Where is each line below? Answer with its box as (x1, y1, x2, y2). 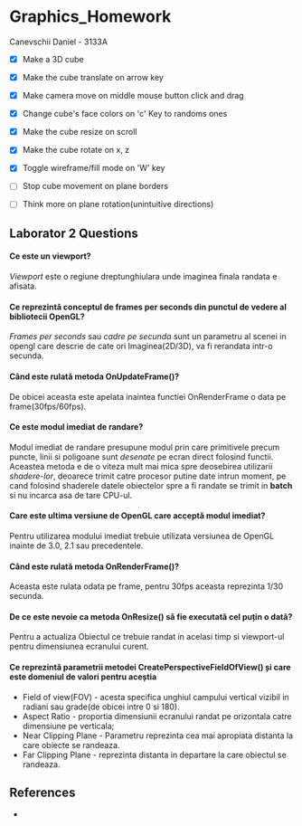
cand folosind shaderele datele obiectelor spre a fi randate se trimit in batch (9, 479, 293, 490)
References (9, 784, 76, 800)
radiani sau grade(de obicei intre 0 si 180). (22, 701, 180, 712)
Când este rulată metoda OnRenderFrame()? (9, 561, 179, 572)
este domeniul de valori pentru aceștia (9, 671, 157, 682)
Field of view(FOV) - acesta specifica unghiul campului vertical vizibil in (22, 691, 289, 702)
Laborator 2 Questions (9, 225, 138, 241)
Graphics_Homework (9, 6, 172, 27)
